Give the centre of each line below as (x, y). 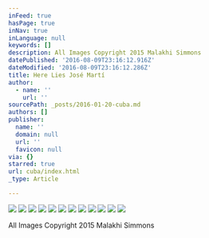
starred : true (32, 165)
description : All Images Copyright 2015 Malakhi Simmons (105, 53)
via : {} (21, 157)
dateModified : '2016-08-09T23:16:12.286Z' (80, 68)
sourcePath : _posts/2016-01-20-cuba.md (75, 105)
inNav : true (28, 30)
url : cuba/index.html (44, 172)
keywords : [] (30, 46)
